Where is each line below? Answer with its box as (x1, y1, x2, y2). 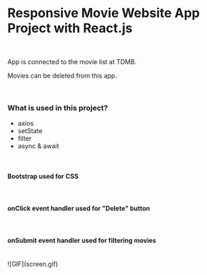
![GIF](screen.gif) (7, 259, 59, 268)
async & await (17, 142, 59, 150)
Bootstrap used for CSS (7, 172, 79, 180)
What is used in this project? (7, 103, 108, 113)
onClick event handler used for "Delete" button (7, 204, 151, 213)
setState (17, 127, 43, 135)
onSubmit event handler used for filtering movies (7, 237, 156, 245)
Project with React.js (7, 20, 133, 36)
